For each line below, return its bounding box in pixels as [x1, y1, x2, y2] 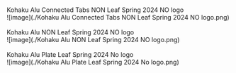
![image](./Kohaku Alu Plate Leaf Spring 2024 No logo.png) [6, 58, 180, 66]
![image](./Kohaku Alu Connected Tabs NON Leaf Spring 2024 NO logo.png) [6, 13, 230, 21]
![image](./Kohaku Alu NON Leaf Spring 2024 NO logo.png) [6, 36, 180, 44]
